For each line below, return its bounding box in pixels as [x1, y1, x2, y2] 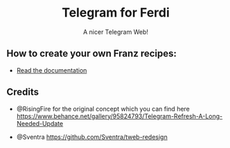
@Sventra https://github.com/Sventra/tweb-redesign [16, 133, 168, 141]
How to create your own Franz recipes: [6, 48, 177, 59]
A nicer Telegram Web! [82, 28, 149, 36]
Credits [6, 86, 39, 98]
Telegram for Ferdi [61, 5, 170, 21]
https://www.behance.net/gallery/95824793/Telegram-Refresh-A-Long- [16, 112, 223, 120]
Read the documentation [16, 66, 87, 74]
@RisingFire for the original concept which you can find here [16, 104, 190, 113]
